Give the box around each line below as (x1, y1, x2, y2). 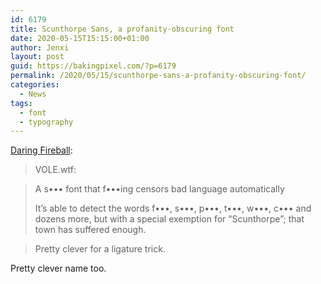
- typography (19, 117, 74, 127)
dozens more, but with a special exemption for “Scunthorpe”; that (34, 213, 305, 225)
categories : (10, 80, 60, 90)
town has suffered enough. (34, 224, 147, 236)
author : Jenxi (10, 42, 70, 53)
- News (19, 89, 47, 99)
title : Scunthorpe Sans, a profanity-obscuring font (10, 24, 235, 34)
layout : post (10, 52, 65, 62)
